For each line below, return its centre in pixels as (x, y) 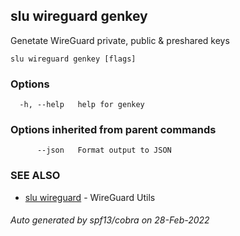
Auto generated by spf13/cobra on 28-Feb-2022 (110, 220)
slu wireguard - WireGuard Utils (90, 197)
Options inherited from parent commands (113, 130)
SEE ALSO (35, 176)
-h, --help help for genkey (82, 105)
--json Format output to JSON (104, 150)
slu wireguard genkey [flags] (73, 59)
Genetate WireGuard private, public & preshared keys (120, 40)
